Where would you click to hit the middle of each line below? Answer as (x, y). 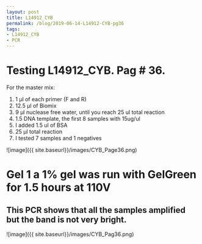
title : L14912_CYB (30, 18)
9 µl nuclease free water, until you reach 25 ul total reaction (90, 112)
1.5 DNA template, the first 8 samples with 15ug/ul (78, 118)
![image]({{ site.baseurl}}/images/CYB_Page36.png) (72, 149)
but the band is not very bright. (67, 219)
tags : (13, 29)
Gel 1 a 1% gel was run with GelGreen (102, 175)
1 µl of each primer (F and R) (51, 99)
